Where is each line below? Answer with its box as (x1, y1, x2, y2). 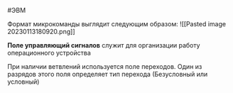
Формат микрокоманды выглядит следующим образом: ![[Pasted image (7, 20, 226, 28)
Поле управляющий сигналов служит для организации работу (7, 41, 200, 49)
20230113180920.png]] (7, 28, 75, 35)
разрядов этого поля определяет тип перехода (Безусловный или (7, 70, 208, 78)
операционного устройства (7, 49, 91, 57)
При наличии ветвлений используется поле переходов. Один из (7, 62, 202, 70)
